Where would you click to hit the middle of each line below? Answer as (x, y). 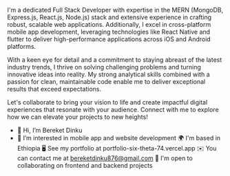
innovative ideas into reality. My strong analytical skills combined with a (108, 74)
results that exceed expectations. (54, 89)
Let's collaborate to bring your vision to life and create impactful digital (107, 102)
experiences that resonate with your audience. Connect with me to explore (113, 110)
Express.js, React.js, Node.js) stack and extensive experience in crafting (109, 17)
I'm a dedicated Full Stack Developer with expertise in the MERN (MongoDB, (115, 10)
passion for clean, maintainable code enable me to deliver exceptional (106, 81)
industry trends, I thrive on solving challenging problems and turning (104, 67)
